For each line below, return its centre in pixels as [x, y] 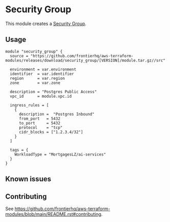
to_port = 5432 [39, 123]
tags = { [19, 150]
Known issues [28, 179]
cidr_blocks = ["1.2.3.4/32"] [51, 132]
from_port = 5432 [39, 119]
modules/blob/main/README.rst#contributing [53, 214]
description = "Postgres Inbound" [57, 114]
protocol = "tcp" [41, 127]
